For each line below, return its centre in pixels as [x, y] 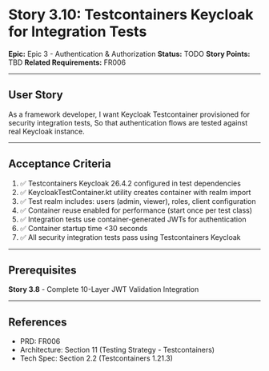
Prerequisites [42, 270]
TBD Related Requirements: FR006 [67, 62]
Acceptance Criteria [60, 164]
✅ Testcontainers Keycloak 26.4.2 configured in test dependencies [130, 183]
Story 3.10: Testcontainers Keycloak [131, 15]
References [38, 322]
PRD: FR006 [40, 341]
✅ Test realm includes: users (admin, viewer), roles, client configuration [138, 201]
